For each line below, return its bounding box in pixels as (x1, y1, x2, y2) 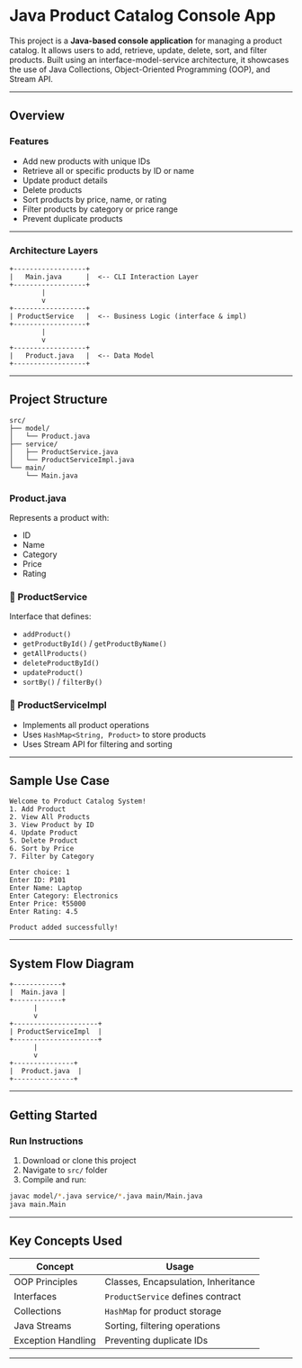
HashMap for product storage (104, 1304, 222, 1317)
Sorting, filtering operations (104, 1319, 221, 1332)
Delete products (22, 184, 83, 195)
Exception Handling (13, 1334, 96, 1346)
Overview (9, 108, 66, 123)
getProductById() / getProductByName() (22, 638, 168, 649)
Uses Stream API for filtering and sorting (22, 738, 173, 749)
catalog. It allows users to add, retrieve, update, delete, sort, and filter (9, 44, 268, 55)
